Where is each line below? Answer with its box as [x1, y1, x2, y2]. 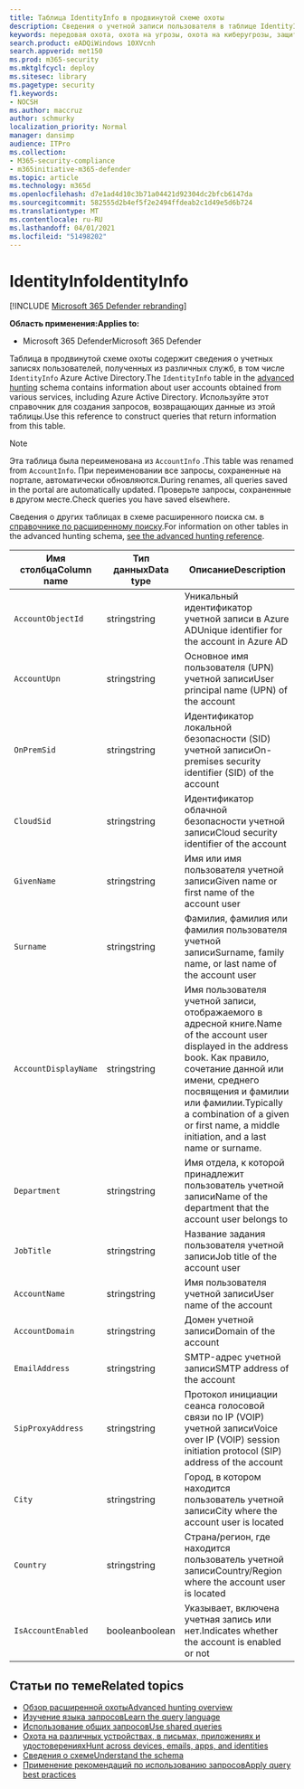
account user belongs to [184, 1213, 288, 1226]
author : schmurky [9, 114, 75, 123]
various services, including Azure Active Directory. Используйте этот [9, 392, 270, 402]
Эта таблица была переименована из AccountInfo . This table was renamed [9, 456, 294, 467]
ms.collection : [9, 147, 67, 156]
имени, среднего [184, 1074, 260, 1086]
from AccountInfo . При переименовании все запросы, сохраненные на [9, 465, 282, 476]
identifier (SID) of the [184, 766, 274, 779]
